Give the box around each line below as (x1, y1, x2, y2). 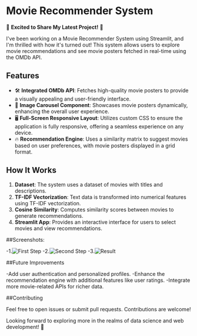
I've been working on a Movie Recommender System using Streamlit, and (6, 35, 184, 42)
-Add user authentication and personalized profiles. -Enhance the (6, 270, 165, 277)
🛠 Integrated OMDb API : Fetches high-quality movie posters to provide (14, 87, 189, 94)
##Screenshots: (6, 236, 45, 243)
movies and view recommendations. (14, 225, 103, 232)
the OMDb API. (6, 54, 42, 61)
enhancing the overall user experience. (14, 108, 110, 115)
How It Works (6, 165, 57, 175)
